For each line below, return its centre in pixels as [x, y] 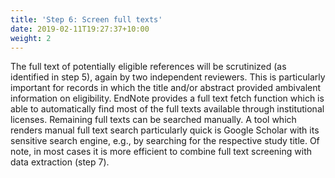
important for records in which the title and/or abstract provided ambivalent [166, 88]
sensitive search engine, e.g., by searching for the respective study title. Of [165, 141]
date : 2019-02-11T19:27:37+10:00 [80, 29]
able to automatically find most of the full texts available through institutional [167, 109]
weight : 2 [31, 38]
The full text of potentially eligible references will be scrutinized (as [148, 67]
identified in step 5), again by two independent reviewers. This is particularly [168, 77]
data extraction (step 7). [60, 162]
